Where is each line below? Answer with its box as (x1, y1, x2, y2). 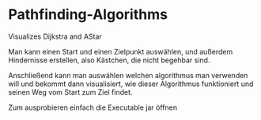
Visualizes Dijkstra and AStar (8, 32, 103, 41)
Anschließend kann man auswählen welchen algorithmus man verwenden (8, 70, 248, 80)
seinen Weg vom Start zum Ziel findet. (8, 87, 133, 96)
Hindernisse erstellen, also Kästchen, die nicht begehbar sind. (8, 55, 210, 65)
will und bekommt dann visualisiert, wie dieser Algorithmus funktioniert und (8, 79, 254, 88)
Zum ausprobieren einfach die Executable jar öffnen (8, 103, 178, 112)
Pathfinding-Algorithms (8, 6, 168, 24)
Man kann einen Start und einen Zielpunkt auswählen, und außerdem (8, 47, 233, 56)
